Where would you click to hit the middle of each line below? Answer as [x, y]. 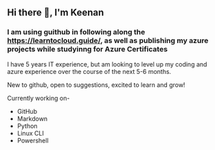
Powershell [33, 140]
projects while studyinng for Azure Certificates [88, 49]
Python [27, 126]
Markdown [32, 118]
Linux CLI [31, 133]
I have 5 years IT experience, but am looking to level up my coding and [107, 64]
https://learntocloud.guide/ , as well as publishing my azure [108, 40]
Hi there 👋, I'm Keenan [56, 13]
